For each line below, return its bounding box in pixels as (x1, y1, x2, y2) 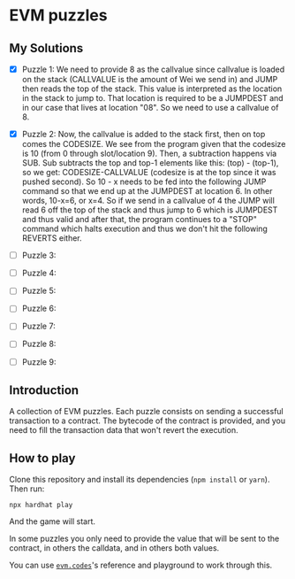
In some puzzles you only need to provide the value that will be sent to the (9, 533, 280, 544)
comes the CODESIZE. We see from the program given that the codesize (21, 139, 286, 150)
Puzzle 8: (21, 338, 57, 350)
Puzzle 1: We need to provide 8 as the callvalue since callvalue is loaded (21, 64, 285, 74)
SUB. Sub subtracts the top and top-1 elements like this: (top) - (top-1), (21, 158, 279, 168)
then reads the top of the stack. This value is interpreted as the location (21, 83, 283, 94)
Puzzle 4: (21, 267, 57, 279)
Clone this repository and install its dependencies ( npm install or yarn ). (9, 475, 270, 485)
